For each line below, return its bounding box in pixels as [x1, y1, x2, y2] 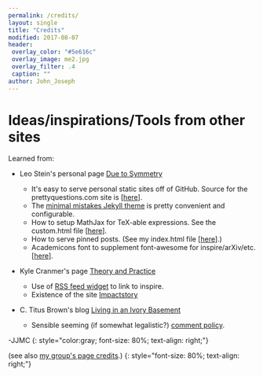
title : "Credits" [8, 26, 65, 34]
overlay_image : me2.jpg [11, 56, 89, 64]
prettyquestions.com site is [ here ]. [31, 193, 143, 202]
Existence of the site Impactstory [31, 290, 138, 300]
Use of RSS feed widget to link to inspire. [31, 282, 164, 291]
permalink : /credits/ [8, 11, 79, 20]
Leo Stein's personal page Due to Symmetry [19, 169, 163, 179]
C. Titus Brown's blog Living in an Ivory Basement [19, 305, 181, 315]
